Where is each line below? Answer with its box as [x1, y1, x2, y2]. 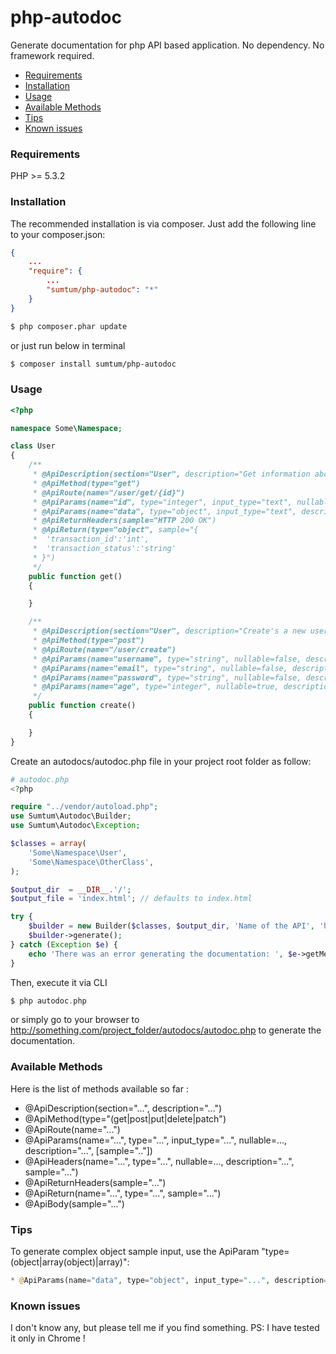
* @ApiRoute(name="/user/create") [32, 644, 177, 655]
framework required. [10, 49, 95, 61]
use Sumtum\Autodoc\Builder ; [10, 811, 132, 821]
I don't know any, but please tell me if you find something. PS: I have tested [10, 1322, 320, 1334]
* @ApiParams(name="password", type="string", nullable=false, [32, 672, 302, 683]
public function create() [28, 701, 137, 711]
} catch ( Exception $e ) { [10, 939, 118, 950]
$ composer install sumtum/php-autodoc [10, 359, 177, 369]
